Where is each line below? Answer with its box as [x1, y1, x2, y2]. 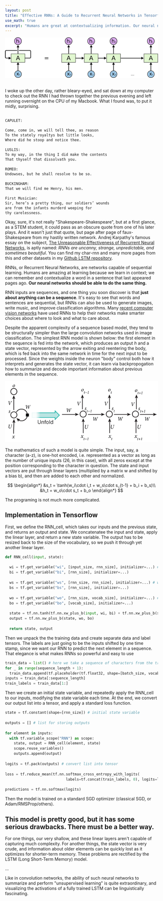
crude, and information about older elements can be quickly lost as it [5, 846, 143, 851]
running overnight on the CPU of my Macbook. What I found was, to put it [5, 98, 152, 104]
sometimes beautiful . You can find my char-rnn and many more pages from [5, 250, 156, 256]
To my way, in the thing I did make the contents [5, 152, 108, 157]
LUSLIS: [5, 147, 21, 152]
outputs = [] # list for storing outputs [5, 720, 90, 725]
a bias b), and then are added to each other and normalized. [5, 473, 125, 479]
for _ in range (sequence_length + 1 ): [5, 666, 83, 671]
